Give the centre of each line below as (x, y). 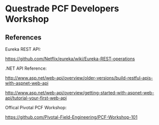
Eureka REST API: (23, 49)
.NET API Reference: (26, 68)
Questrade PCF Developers (62, 9)
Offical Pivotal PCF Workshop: (36, 107)
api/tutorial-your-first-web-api (36, 98)
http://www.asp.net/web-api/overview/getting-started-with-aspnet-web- (80, 93)
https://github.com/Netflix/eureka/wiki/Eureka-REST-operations (70, 59)
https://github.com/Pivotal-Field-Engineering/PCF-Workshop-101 (71, 117)
